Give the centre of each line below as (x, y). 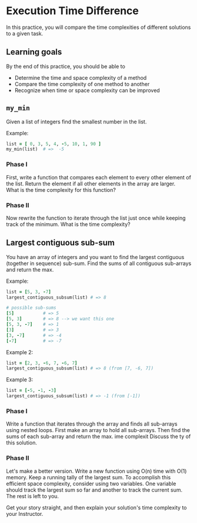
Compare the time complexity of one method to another (82, 84)
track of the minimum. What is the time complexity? (68, 224)
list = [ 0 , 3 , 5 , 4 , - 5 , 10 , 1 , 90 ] (54, 144)
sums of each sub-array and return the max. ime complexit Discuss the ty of (98, 437)
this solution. (21, 443)
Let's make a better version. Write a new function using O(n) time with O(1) (96, 471)
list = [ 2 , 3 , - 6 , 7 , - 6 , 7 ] (42, 363)
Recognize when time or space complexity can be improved (87, 90)
